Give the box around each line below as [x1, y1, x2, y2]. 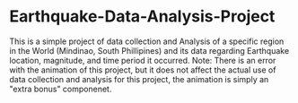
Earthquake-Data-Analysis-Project [9, 6, 276, 27]
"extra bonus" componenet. [9, 83, 112, 94]
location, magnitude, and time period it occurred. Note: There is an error [9, 55, 276, 65]
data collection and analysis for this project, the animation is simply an [9, 73, 269, 84]
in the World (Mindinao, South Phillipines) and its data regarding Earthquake [9, 45, 290, 56]
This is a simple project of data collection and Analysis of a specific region [9, 36, 285, 47]
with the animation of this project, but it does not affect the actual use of [9, 64, 276, 75]
